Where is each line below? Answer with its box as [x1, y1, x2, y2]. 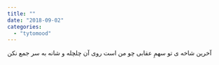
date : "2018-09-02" [7, 17, 64, 24]
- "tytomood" [13, 29, 52, 37]
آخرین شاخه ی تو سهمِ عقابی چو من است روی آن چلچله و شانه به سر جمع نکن [7, 49, 212, 57]
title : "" [7, 10, 36, 17]
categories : [7, 23, 42, 30]
